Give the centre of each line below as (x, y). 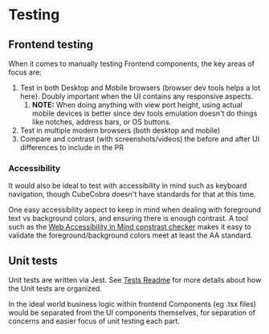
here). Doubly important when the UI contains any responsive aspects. (137, 96)
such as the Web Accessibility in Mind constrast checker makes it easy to (130, 227)
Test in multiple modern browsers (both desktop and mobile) (120, 130)
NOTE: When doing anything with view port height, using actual (137, 105)
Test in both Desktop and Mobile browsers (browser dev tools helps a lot (140, 88)
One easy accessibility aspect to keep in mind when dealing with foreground (135, 210)
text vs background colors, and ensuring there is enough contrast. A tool (128, 218)
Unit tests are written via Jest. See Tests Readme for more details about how (135, 280)
